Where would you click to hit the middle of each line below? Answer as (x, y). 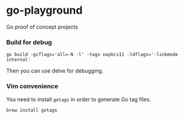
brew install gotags (32, 110)
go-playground (44, 10)
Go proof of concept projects (42, 27)
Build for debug (29, 42)
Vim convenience (32, 86)
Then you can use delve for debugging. (55, 71)
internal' (19, 60)
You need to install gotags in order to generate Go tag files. (79, 99)
